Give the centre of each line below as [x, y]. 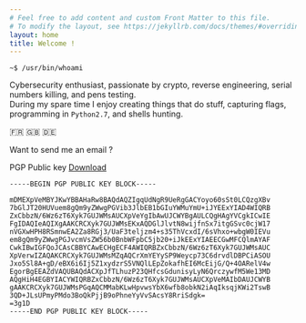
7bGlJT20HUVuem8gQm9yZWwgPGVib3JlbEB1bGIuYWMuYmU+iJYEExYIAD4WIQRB [140, 208]
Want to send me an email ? [61, 150]
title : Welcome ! [42, 43]
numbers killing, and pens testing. [73, 95]
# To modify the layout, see [65, 26]
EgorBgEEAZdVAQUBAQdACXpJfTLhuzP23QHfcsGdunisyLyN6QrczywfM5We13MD [140, 272]
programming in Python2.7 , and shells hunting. [97, 114]
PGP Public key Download [58, 167]
